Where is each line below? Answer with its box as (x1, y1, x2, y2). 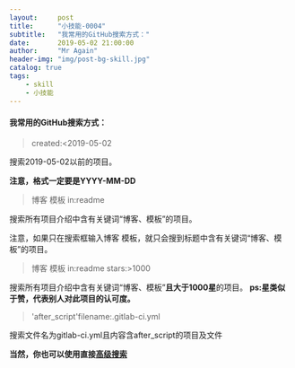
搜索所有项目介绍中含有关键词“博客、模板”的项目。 (9, 213, 197, 224)
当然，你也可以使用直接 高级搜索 (9, 348, 127, 359)
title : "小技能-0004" (9, 22, 106, 31)
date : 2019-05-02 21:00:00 (9, 38, 134, 48)
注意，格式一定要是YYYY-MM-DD (9, 175, 136, 186)
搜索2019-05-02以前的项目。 (9, 156, 117, 167)
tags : (9, 72, 30, 81)
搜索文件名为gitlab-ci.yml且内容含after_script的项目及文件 (9, 329, 222, 340)
